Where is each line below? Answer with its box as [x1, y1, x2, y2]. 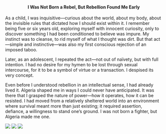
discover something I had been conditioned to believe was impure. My [5, 31, 150, 37]
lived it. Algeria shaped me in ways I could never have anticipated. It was [5, 87, 155, 93]
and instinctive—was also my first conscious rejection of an [24, 41, 147, 47]
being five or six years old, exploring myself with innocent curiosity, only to [5, 25, 160, 32]
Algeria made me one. [5, 114, 51, 120]
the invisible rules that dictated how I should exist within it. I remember [5, 20, 150, 26]
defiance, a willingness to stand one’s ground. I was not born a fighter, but [5, 109, 158, 115]
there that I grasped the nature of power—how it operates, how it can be [5, 93, 154, 99]
